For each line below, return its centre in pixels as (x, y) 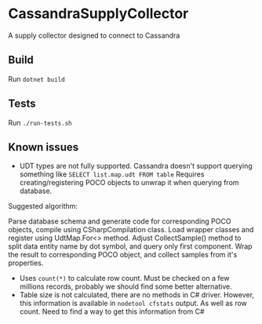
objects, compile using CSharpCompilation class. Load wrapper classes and (131, 230)
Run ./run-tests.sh (40, 122)
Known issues (44, 147)
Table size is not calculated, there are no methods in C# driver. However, (137, 295)
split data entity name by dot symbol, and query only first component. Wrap (130, 246)
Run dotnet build (36, 78)
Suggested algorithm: (43, 206)
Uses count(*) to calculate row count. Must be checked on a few (124, 278)
